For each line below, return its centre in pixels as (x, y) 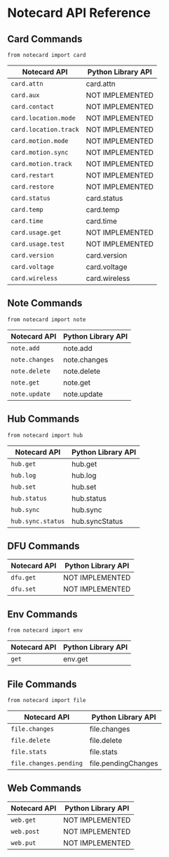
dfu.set (23, 589)
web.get (23, 820)
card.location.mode (43, 118)
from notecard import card (47, 55)
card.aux (25, 95)
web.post (25, 831)
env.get (75, 659)
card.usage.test (38, 244)
